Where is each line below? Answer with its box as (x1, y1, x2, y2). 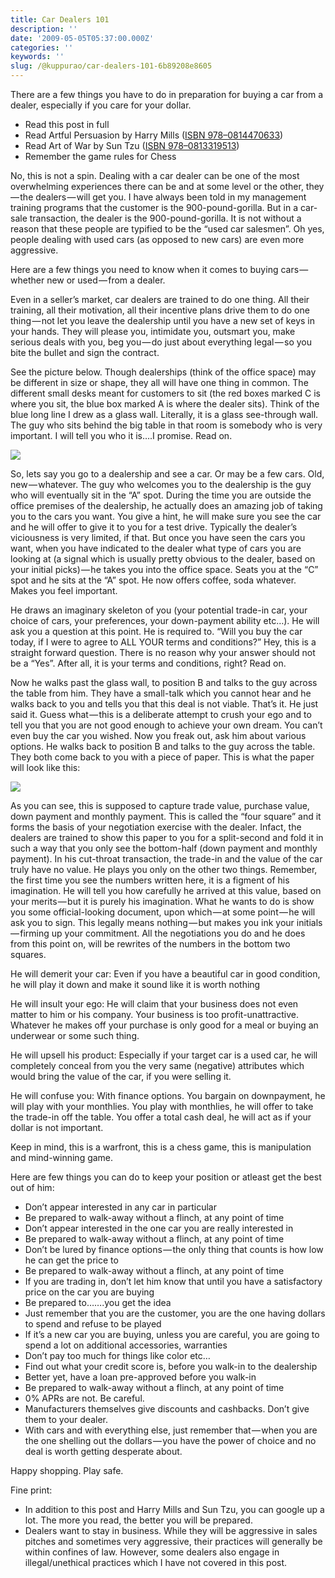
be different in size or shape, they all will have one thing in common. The (10, 377, 309, 388)
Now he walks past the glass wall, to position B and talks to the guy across (10, 677, 318, 688)
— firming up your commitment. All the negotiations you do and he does (10, 927, 306, 939)
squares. (10, 949, 47, 960)
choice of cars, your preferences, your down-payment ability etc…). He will (10, 615, 320, 626)
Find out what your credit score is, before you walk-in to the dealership (24, 1361, 318, 1372)
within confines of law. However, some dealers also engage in (24, 1546, 280, 1558)
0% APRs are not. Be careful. (24, 1392, 145, 1404)
